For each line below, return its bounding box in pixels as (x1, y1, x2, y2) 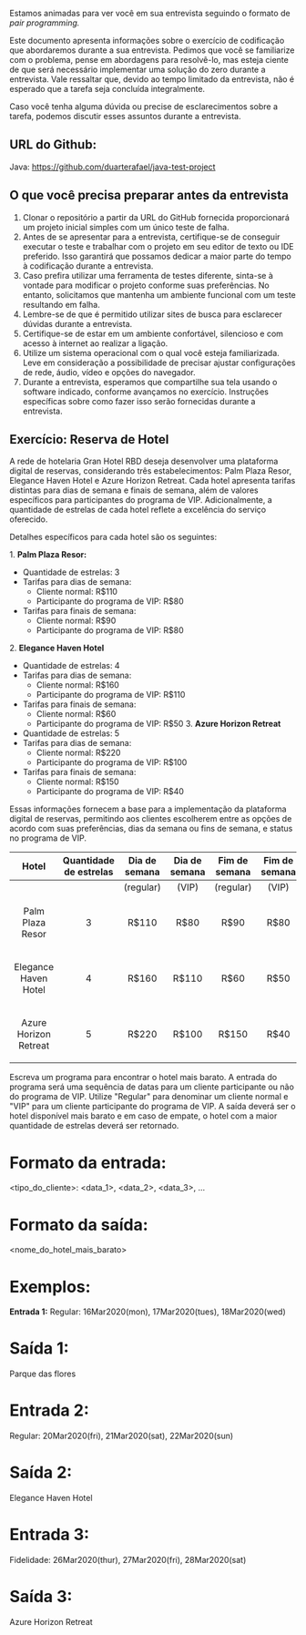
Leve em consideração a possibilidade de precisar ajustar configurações (22, 357, 296, 368)
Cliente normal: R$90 (36, 615, 117, 627)
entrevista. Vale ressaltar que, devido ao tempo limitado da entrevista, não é (9, 74, 295, 85)
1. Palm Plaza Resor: (9, 549, 87, 560)
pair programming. (9, 17, 80, 28)
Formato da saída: (9, 1214, 148, 1235)
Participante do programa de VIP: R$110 (36, 690, 186, 700)
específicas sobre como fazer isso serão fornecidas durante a (22, 395, 256, 406)
